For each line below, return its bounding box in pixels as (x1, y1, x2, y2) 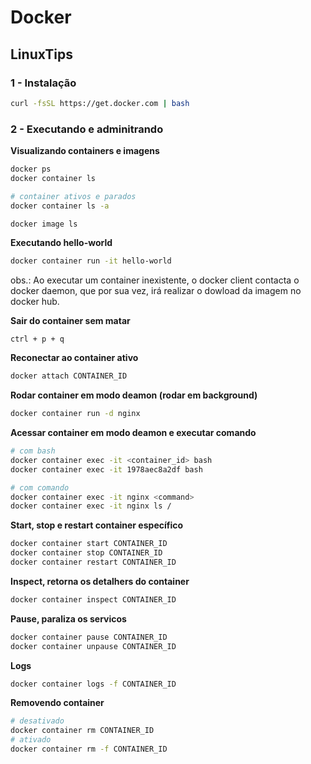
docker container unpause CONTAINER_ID (10, 641, 177, 651)
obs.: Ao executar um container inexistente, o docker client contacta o (10, 274, 300, 286)
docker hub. (10, 296, 60, 308)
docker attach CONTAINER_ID (10, 371, 128, 381)
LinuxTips (10, 46, 73, 63)
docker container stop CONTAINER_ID (10, 548, 163, 558)
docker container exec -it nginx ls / (10, 501, 172, 511)
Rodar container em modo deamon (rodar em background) (10, 389, 258, 401)
